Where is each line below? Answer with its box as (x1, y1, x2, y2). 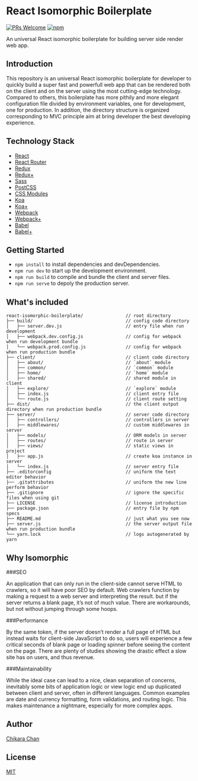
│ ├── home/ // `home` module (6, 370, 168, 376)
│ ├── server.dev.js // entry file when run (6, 323, 184, 330)
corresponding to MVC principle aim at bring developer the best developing (6, 112, 191, 120)
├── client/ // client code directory (6, 355, 190, 360)
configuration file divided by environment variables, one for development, (6, 100, 186, 107)
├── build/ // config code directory (6, 318, 190, 324)
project (6, 448, 25, 454)
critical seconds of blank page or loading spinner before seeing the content (6, 641, 191, 648)
